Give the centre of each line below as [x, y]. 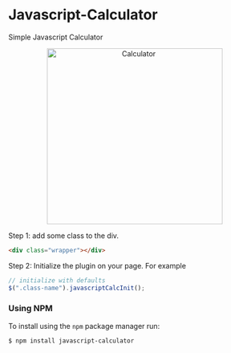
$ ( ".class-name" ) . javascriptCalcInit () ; [77, 288]
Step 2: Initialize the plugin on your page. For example [97, 265]
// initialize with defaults [57, 280]
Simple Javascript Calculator [56, 37]
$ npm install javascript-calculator [71, 341]
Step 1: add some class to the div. [63, 236]
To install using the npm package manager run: [84, 326]
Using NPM [31, 309]
